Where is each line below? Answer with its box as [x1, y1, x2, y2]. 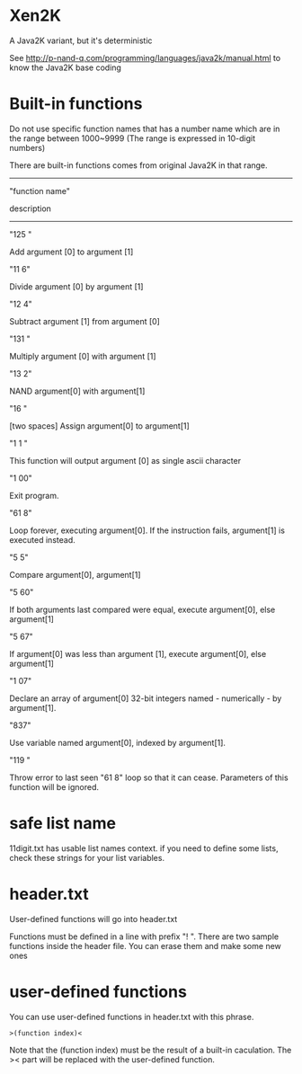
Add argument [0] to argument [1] [9, 246, 134, 257]
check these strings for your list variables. [9, 852, 164, 863]
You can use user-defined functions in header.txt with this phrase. [9, 1011, 254, 1022]
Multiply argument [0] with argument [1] [9, 351, 156, 361]
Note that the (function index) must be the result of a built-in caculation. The [9, 1044, 292, 1055]
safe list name [9, 813, 117, 834]
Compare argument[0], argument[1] [9, 569, 141, 580]
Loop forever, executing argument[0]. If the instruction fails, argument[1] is [9, 525, 286, 536]
